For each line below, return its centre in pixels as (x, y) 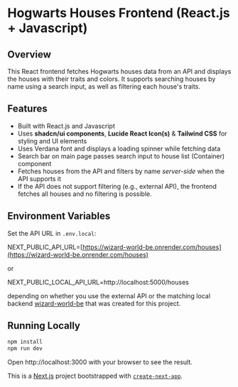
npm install (25, 342)
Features (27, 109)
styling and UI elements (52, 141)
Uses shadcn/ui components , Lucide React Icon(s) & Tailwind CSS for (122, 133)
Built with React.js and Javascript (66, 126)
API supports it (39, 178)
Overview (29, 54)
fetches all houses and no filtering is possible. (85, 194)
